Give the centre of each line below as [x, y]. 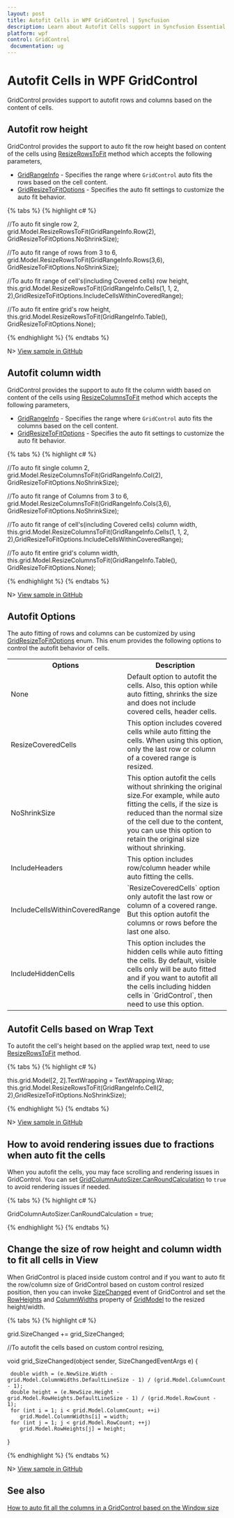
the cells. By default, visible [172, 961]
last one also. [149, 932]
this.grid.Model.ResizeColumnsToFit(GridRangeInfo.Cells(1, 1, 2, [98, 532]
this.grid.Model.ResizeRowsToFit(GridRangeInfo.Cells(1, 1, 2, [93, 288]
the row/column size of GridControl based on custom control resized [106, 1284]
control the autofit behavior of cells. [58, 648]
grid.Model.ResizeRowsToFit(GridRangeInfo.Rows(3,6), [86, 260]
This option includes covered [174, 723]
